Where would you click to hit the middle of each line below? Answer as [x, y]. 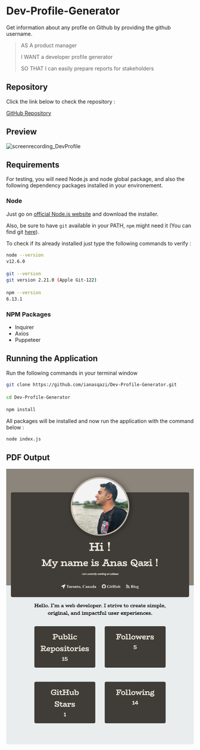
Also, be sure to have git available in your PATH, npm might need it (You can [99, 225]
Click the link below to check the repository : [61, 101]
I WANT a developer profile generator [67, 57]
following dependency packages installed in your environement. [85, 185]
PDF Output [28, 458]
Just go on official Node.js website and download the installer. [82, 214]
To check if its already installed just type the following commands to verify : [99, 243]
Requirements [33, 165]
